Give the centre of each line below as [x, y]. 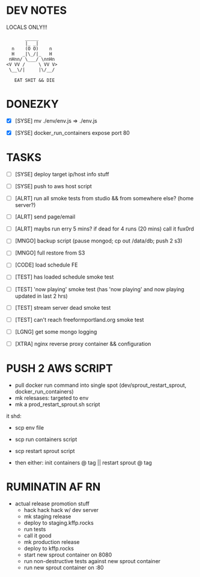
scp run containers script [46, 439]
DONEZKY [32, 104]
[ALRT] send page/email [45, 217]
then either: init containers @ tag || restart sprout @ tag [83, 462]
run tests [35, 529]
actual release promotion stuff [52, 504]
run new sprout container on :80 [64, 567]
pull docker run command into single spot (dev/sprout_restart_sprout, [101, 385]
